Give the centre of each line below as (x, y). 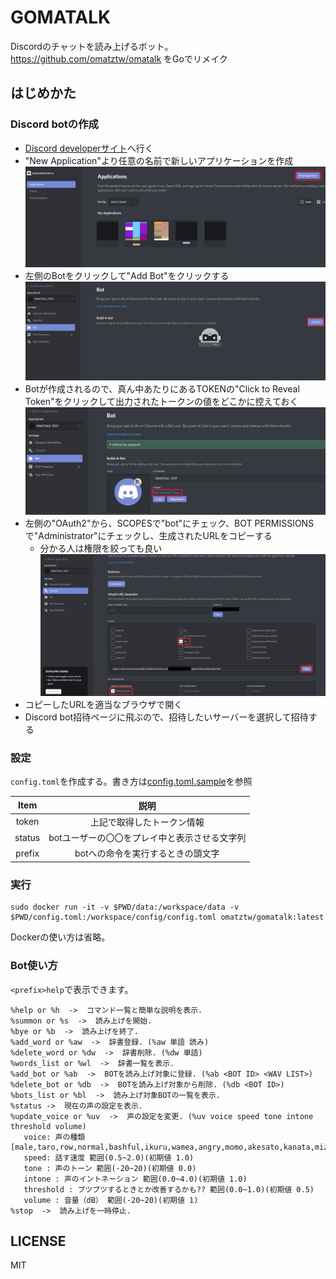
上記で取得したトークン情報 (147, 822)
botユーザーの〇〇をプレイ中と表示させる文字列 (147, 838)
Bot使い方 (34, 966)
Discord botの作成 (54, 124)
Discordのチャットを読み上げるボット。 (92, 46)
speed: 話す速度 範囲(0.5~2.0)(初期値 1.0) (109, 1157)
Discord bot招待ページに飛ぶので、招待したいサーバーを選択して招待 (166, 717)
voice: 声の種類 (54, 1137)
